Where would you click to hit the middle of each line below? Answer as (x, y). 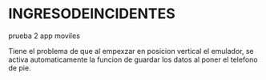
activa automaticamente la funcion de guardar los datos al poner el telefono (133, 59)
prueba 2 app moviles (44, 36)
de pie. (20, 67)
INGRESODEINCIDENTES (92, 14)
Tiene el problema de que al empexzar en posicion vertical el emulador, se (131, 51)
